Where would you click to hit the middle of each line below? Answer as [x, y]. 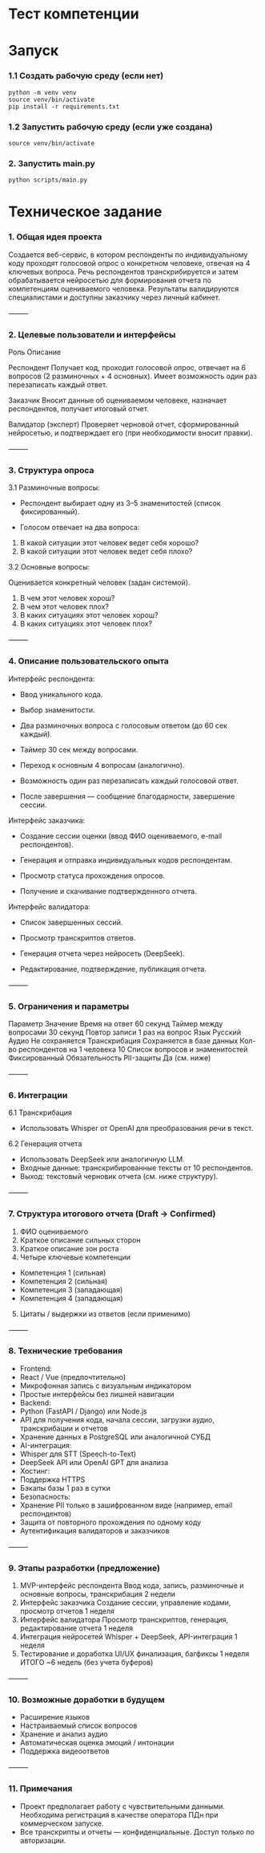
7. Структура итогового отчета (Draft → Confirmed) [112, 1214]
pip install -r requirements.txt [64, 106]
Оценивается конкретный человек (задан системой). [99, 582]
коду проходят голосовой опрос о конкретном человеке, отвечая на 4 [129, 263]
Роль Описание [35, 352]
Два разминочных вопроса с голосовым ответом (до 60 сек [124, 725]
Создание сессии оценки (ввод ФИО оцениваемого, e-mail [121, 835]
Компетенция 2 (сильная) [64, 1281]
